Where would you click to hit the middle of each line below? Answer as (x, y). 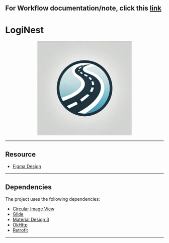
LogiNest (25, 30)
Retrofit (20, 230)
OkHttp (20, 225)
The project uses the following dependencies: (53, 199)
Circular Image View (33, 209)
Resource (21, 154)
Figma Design (27, 167)
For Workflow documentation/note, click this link (83, 8)
